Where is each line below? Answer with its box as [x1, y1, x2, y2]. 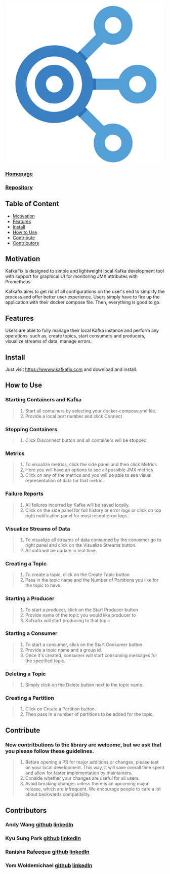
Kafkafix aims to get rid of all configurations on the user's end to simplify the [5, 288, 165, 295]
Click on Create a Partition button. [25, 706, 96, 712]
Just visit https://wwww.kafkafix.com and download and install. [5, 366, 138, 372]
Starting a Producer [5, 595, 55, 602]
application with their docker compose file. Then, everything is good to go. [5, 299, 161, 306]
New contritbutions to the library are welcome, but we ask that [5, 741, 162, 748]
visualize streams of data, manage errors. [5, 338, 92, 345]
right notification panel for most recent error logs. [25, 512, 129, 518]
